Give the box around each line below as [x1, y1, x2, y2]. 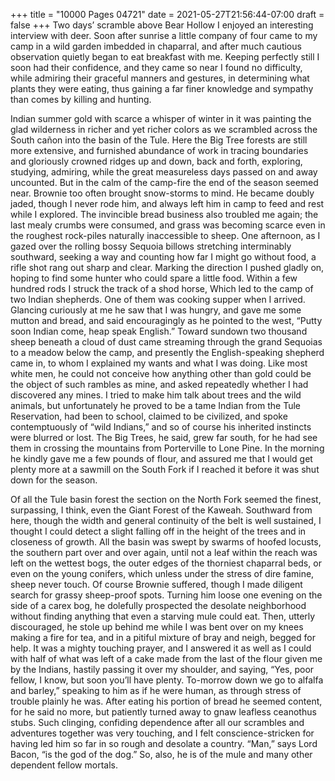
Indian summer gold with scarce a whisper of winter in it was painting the [10, 113, 312, 124]
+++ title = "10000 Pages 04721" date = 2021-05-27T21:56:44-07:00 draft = [10, 9, 325, 20]
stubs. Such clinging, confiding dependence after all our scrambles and [10, 717, 305, 728]
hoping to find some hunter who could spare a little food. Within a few [10, 272, 298, 284]
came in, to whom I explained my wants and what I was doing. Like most [10, 357, 308, 369]
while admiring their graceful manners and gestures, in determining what [10, 72, 310, 84]
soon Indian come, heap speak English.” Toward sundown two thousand [10, 325, 308, 337]
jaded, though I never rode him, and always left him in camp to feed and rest [10, 198, 325, 209]
